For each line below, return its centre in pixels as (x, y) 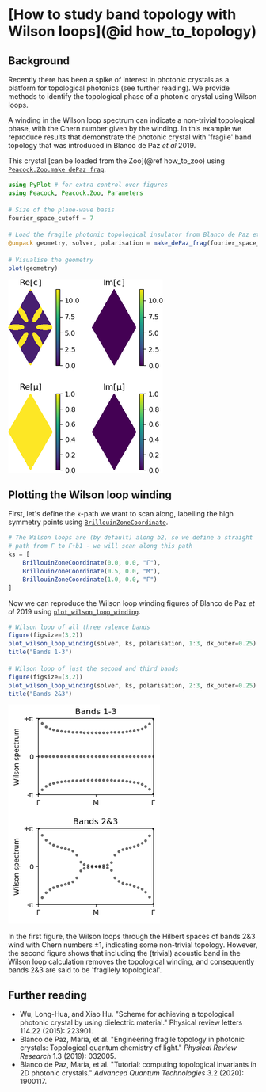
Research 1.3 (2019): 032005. (68, 1056)
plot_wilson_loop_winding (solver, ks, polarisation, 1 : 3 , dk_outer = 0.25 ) (133, 644)
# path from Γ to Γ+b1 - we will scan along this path (101, 546)
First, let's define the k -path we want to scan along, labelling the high (121, 514)
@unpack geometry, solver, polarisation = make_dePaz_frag (108, 243)
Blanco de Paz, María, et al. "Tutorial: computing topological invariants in (138, 1065)
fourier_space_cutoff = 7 (51, 218)
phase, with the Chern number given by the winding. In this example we (125, 129)
